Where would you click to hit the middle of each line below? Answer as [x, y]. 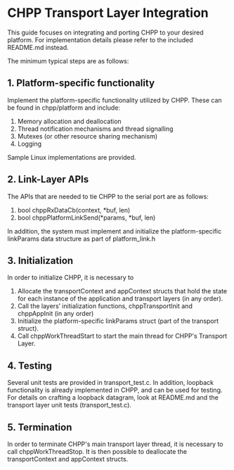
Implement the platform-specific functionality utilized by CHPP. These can [115, 100]
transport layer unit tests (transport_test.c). [70, 405]
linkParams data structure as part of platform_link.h [82, 239]
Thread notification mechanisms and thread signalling [95, 129]
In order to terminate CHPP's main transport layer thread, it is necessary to [115, 444]
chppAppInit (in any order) [56, 314]
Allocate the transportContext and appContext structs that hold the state [122, 291]
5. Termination [40, 427]
